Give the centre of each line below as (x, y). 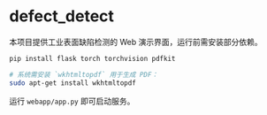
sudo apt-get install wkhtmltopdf (73, 83)
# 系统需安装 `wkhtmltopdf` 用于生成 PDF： (84, 74)
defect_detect (62, 16)
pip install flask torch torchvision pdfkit (92, 58)
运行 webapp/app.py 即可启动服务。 (72, 101)
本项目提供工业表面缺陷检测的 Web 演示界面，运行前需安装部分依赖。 (136, 42)
